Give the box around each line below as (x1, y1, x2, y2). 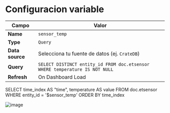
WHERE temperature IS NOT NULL (38, 66, 114, 72)
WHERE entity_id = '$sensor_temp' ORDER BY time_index (5, 92, 125, 98)
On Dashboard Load (38, 73, 86, 81)
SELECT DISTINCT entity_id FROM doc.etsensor (38, 61, 150, 67)
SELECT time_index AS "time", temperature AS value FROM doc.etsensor (5, 86, 158, 92)
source (8, 53, 25, 60)
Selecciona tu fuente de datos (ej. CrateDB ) (38, 50, 140, 57)
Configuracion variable (5, 4, 105, 15)
